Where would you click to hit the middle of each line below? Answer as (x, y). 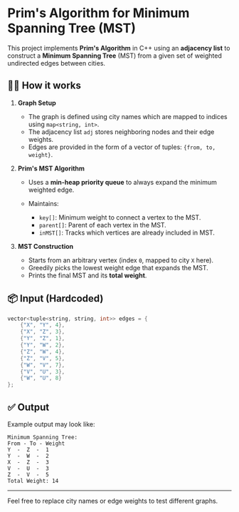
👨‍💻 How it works (44, 86)
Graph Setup (37, 103)
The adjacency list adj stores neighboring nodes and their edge (121, 132)
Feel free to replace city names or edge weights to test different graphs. (113, 501)
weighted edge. (51, 190)
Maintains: (43, 203)
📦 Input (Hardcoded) (55, 298)
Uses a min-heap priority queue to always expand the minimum (122, 182)
